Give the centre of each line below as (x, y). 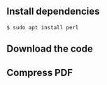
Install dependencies (53, 11)
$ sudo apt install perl (43, 27)
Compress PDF (40, 72)
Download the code (50, 49)
